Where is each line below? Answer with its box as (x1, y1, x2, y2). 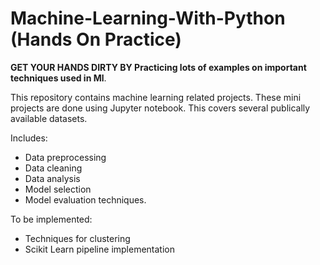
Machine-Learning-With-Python (10, 7, 286, 30)
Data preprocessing (24, 151, 107, 163)
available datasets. (10, 112, 88, 124)
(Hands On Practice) (10, 28, 182, 51)
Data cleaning (24, 162, 83, 174)
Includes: (10, 132, 48, 144)
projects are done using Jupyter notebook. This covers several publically (10, 102, 311, 114)
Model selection (24, 183, 92, 195)
